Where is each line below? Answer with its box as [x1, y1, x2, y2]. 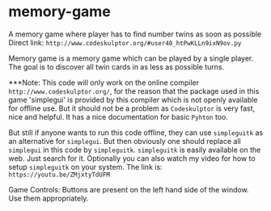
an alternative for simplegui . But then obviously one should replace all [8, 136, 241, 146]
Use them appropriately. [8, 193, 89, 203]
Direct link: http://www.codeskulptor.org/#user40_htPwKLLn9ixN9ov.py [8, 37, 242, 47]
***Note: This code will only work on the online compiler [8, 78, 200, 87]
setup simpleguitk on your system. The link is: [8, 162, 163, 171]
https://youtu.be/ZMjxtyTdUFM [8, 171, 111, 179]
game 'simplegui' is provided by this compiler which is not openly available [8, 95, 258, 104]
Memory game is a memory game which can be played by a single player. [8, 53, 254, 63]
